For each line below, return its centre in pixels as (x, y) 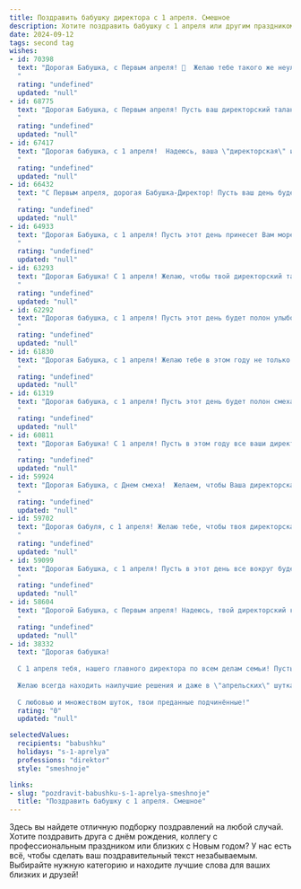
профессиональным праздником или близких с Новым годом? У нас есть (150, 846)
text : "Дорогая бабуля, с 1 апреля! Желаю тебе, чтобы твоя (132, 527)
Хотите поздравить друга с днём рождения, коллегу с (113, 837)
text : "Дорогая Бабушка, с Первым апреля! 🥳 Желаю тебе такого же (146, 68)
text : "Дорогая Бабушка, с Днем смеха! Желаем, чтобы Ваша (132, 485)
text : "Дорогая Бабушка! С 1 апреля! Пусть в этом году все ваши (142, 444)
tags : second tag (42, 43)
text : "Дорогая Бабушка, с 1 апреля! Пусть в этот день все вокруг (146, 568)
